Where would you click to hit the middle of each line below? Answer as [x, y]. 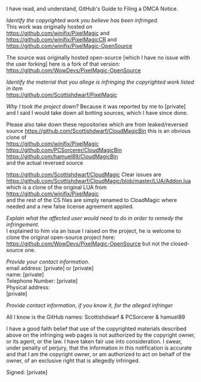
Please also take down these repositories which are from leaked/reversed [97, 125]
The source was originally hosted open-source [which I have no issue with [98, 57]
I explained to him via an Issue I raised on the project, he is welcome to [94, 231]
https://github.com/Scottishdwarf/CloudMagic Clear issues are [84, 174]
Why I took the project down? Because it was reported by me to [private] [96, 106]
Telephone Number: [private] [42, 281]
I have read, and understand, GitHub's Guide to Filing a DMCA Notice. [92, 9]
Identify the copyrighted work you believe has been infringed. [82, 20]
